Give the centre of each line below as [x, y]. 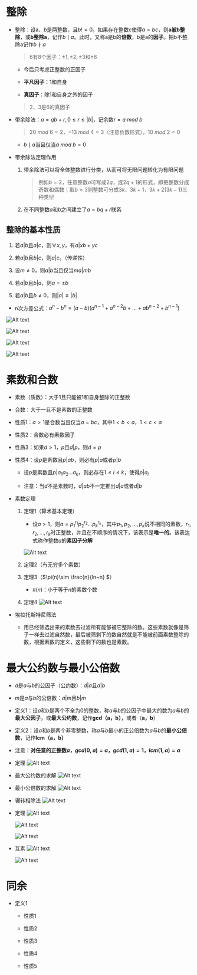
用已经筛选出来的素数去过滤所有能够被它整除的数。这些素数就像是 [104, 627]
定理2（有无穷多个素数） [54, 564]
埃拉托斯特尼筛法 [35, 615]
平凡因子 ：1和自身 [45, 82]
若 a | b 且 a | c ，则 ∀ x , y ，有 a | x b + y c [56, 245]
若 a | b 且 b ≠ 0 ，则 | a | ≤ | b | [46, 295]
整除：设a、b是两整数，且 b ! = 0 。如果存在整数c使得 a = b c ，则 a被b [97, 29]
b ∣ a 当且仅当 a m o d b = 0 [55, 145]
